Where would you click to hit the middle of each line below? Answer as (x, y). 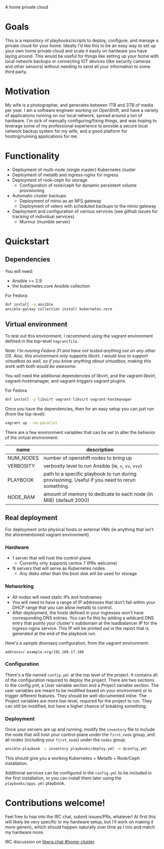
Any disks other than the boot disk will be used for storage (78, 574)
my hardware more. (25, 832)
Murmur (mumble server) (45, 221)
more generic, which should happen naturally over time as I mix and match (80, 827)
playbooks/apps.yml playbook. (35, 783)
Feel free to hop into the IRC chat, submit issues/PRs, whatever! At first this (81, 816)
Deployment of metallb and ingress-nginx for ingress (65, 175)
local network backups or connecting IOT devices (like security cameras (78, 61)
